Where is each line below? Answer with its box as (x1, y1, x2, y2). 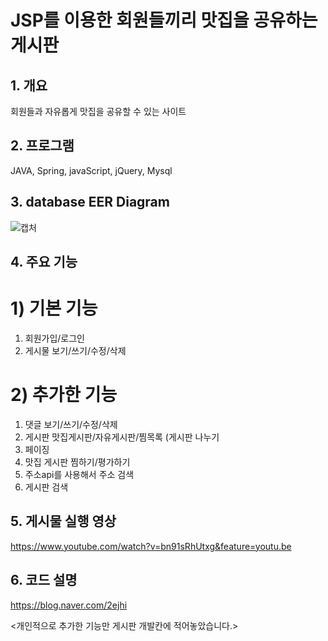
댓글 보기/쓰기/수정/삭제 (24, 418, 118, 430)
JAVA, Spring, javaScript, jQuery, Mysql (10, 164, 173, 176)
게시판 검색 (24, 481, 69, 493)
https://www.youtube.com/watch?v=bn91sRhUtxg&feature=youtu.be (10, 540, 292, 552)
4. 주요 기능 (10, 254, 78, 271)
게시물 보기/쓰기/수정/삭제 (24, 344, 127, 356)
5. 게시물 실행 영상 (10, 513, 117, 530)
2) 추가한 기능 (10, 384, 118, 406)
